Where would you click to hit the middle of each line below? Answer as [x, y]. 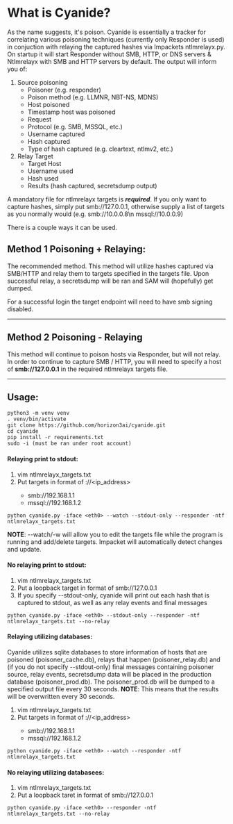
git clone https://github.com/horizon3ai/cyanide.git [87, 425]
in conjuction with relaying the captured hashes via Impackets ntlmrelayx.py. [116, 47]
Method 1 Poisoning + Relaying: [77, 249]
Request [40, 119]
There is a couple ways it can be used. [62, 227]
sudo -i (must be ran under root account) [69, 444]
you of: [17, 69]
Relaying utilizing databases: [50, 636]
